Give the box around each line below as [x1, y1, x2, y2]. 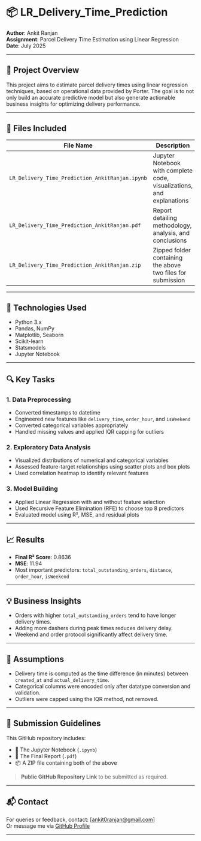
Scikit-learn [14, 338, 44, 345]
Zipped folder [153, 246, 191, 254]
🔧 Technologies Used [6, 302, 87, 313]
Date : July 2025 [6, 42, 46, 49]
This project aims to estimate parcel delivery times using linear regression [6, 81, 188, 88]
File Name [63, 141, 93, 150]
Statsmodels [14, 344, 46, 351]
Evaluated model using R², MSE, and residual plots [14, 511, 139, 518]
